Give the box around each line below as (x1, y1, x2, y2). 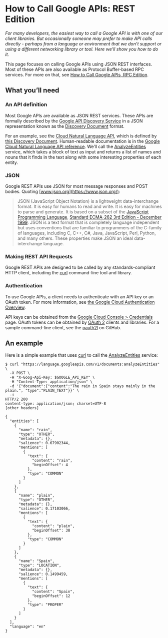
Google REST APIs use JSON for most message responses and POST (5, 183, 148, 189)
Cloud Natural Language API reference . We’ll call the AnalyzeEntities (5, 143, 146, 149)
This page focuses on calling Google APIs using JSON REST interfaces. (5, 61, 152, 67)
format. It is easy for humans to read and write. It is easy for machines (17, 203, 162, 209)
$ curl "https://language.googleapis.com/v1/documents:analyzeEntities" (5, 362, 160, 367)
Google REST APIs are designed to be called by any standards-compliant (5, 264, 155, 270)
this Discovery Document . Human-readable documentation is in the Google (5, 138, 160, 144)
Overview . (5, 304, 26, 310)
